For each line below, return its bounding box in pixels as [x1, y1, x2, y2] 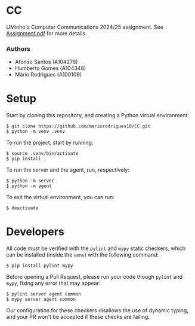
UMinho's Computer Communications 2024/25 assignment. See [6, 23, 164, 31]
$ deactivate [6, 205, 39, 211]
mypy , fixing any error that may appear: [6, 279, 101, 287]
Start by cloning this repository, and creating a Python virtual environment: [6, 112, 190, 119]
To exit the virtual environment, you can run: [6, 194, 115, 201]
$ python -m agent [6, 183, 52, 189]
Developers [6, 225, 64, 239]
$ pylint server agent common [6, 291, 82, 297]
